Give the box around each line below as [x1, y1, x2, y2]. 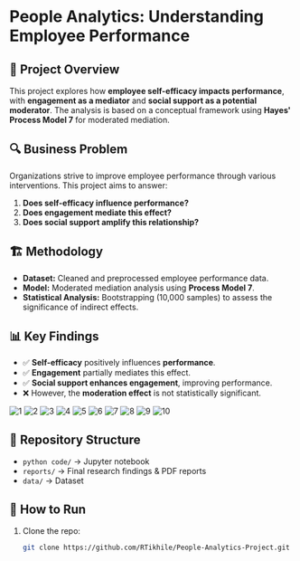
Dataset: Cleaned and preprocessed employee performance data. [22, 272, 269, 283]
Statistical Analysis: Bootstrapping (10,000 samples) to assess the [22, 291, 273, 302]
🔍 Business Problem [9, 142, 128, 157]
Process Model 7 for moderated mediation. [9, 115, 170, 125]
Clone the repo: [22, 526, 81, 537]
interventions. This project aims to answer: [9, 179, 168, 191]
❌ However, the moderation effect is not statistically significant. [22, 387, 262, 399]
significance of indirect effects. [22, 301, 139, 312]
